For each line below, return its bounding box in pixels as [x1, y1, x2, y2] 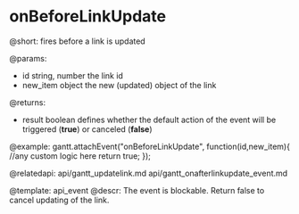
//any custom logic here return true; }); [9, 150, 152, 161]
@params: [9, 53, 47, 63]
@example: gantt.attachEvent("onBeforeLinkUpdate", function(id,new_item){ [9, 141, 290, 152]
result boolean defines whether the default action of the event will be [21, 114, 277, 125]
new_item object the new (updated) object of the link [21, 79, 217, 90]
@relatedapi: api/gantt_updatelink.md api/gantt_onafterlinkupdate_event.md [9, 168, 288, 178]
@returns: [9, 96, 46, 108]
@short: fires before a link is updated [9, 36, 145, 46]
